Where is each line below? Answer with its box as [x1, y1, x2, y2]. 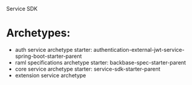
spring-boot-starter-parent [14, 52, 82, 60]
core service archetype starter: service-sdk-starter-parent [14, 65, 161, 72]
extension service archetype [14, 72, 86, 79]
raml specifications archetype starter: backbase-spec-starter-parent [14, 58, 186, 66]
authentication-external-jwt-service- [93, 46, 185, 53]
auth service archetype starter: [14, 46, 92, 53]
